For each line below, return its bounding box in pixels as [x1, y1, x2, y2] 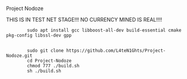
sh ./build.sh [27, 68, 61, 74]
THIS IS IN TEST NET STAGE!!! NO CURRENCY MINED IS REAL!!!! [6, 16, 162, 23]
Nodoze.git [6, 53, 33, 59]
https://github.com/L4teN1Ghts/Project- [66, 48, 166, 53]
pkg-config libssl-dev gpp [6, 33, 72, 38]
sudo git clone [27, 48, 64, 53]
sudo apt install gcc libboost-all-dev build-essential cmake [27, 27, 182, 33]
